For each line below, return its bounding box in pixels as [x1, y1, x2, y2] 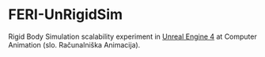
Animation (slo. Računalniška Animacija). [8, 40, 141, 49]
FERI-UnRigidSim [8, 6, 123, 24]
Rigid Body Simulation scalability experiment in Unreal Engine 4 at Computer [8, 32, 257, 41]
